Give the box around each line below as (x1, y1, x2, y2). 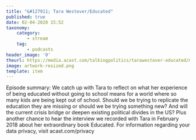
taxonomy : (6, 24, 30, 31)
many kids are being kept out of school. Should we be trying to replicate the (6, 97, 188, 104)
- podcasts (27, 47, 54, 52)
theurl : (6, 57, 25, 63)
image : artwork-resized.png (6, 62, 75, 69)
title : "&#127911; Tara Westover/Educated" (6, 8, 114, 15)
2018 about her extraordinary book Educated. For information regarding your (6, 121, 190, 128)
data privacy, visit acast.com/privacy (6, 128, 94, 135)
